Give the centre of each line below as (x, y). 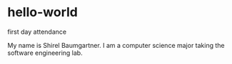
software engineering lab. (45, 53)
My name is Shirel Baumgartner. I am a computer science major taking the (116, 45)
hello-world (43, 12)
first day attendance (37, 32)
